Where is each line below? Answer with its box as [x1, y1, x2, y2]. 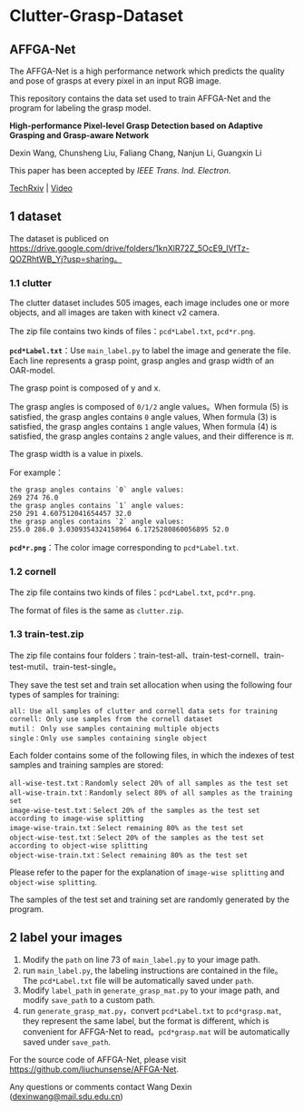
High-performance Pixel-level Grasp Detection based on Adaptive [9, 120, 263, 131]
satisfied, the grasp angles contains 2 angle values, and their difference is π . [9, 431, 295, 441]
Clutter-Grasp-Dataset [9, 5, 184, 26]
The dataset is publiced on [9, 233, 109, 243]
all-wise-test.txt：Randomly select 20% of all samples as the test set [9, 779, 289, 788]
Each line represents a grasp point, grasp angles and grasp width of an [9, 355, 275, 366]
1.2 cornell [9, 565, 56, 578]
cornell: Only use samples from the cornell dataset [9, 714, 213, 723]
